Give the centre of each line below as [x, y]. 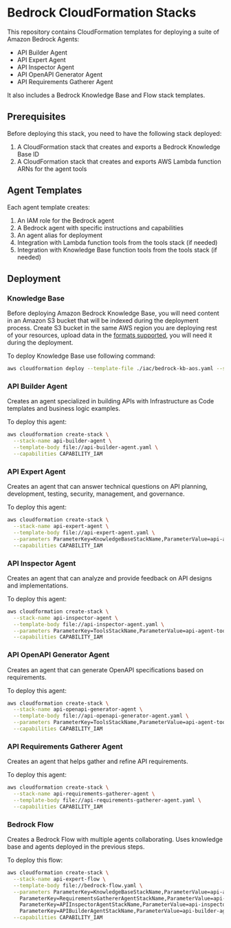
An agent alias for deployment [60, 235]
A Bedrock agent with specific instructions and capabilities [100, 228]
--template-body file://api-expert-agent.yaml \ [84, 532]
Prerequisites [36, 117]
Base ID [28, 154]
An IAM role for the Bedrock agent [66, 220]
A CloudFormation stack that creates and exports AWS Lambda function [119, 161]
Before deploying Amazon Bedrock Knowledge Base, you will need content [113, 313]
